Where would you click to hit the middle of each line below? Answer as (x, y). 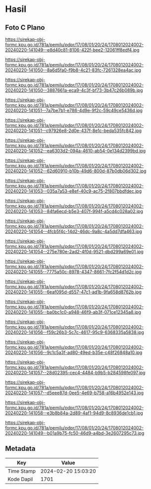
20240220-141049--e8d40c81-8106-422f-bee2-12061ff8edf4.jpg (72, 50)
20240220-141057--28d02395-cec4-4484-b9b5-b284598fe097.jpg (75, 373)
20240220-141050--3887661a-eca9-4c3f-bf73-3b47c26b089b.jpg (74, 90)
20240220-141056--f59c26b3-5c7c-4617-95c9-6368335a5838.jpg (75, 332)
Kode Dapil (20, 479)
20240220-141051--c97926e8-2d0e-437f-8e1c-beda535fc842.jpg (74, 131)
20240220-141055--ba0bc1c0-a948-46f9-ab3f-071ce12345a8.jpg (73, 312)
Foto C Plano (25, 28)
